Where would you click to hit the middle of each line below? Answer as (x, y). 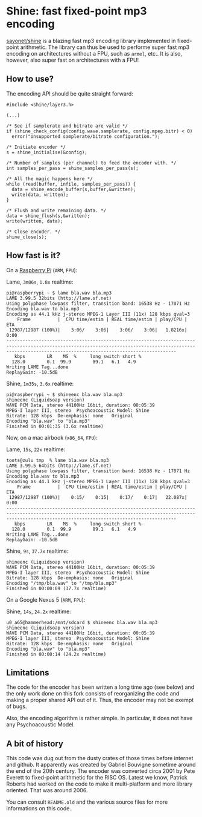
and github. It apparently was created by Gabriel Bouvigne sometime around (101, 765)
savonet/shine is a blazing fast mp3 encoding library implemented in (91, 41)
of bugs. (17, 706)
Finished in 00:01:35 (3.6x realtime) (55, 426)
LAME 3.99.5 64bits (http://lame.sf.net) (59, 466)
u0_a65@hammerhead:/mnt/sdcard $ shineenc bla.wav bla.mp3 (82, 622)
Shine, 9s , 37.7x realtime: (37, 551)
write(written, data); (35, 221)
